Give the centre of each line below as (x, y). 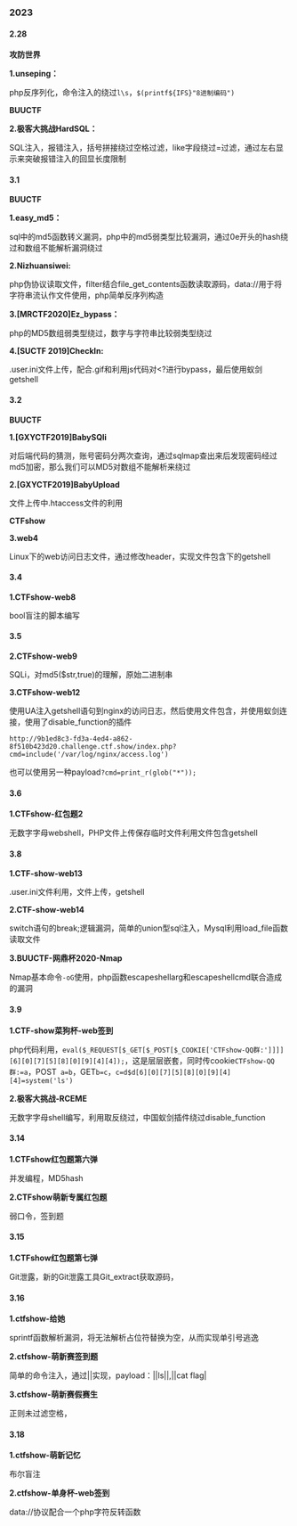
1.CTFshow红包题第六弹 (53, 1159)
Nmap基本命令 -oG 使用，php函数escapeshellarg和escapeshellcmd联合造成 (146, 977)
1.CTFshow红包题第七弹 (53, 1258)
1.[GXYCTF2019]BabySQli (58, 437)
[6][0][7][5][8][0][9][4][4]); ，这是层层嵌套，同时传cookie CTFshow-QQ (142, 1060)
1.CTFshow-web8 (43, 597)
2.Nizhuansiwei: (40, 266)
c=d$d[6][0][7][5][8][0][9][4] (173, 1072)
